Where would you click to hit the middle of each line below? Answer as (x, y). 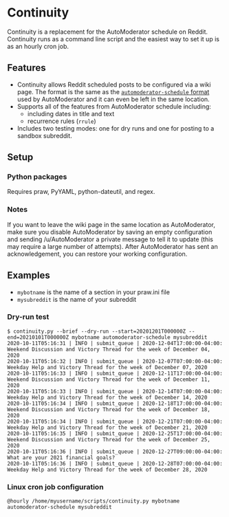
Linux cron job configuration (56, 487)
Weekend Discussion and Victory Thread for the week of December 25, (109, 439)
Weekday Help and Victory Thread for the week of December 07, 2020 (107, 367)
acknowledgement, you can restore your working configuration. (97, 254)
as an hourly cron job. (38, 46)
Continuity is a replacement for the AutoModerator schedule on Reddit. (108, 32)
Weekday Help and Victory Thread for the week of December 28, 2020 (107, 470)
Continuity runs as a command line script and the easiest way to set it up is (113, 38)
